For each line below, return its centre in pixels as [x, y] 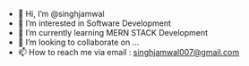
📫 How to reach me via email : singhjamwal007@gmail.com [129, 52]
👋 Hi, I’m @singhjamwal [61, 14]
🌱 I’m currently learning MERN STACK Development [113, 33]
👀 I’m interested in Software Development [94, 23]
